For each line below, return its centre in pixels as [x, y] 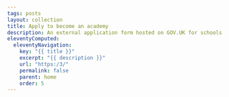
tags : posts [24, 13]
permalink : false [44, 70]
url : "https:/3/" [44, 64]
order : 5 [32, 83]
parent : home [38, 77]
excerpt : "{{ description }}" [63, 58]
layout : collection [35, 20]
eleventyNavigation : [43, 45]
